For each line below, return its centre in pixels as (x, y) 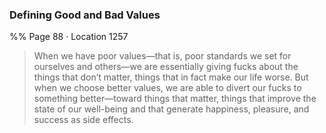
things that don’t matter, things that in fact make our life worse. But (171, 77)
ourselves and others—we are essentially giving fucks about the (166, 67)
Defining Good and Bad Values (85, 15)
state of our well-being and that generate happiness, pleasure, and (171, 109)
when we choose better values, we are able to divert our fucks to (167, 88)
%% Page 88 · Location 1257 (69, 37)
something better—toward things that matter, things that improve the (175, 99)
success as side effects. (83, 120)
